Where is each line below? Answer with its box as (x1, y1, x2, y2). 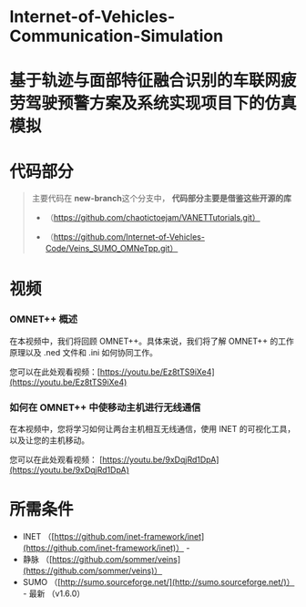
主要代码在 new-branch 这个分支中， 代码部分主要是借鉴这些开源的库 (31, 193, 292, 204)
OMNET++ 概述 (9, 313, 78, 325)
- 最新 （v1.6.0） (22, 588, 86, 599)
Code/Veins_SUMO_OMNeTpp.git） (45, 243, 178, 254)
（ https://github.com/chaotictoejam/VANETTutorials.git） (45, 212, 261, 223)
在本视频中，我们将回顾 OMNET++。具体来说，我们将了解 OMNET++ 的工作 (9, 335, 294, 346)
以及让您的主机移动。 (9, 435, 89, 446)
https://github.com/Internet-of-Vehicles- (53, 231, 205, 242)
